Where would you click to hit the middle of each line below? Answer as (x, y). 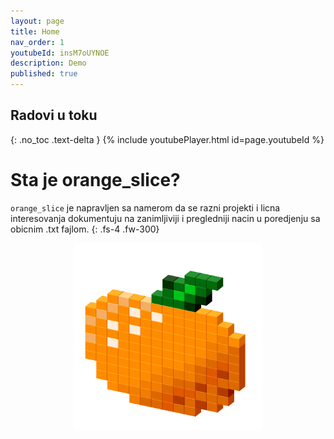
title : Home (35, 31)
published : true (44, 74)
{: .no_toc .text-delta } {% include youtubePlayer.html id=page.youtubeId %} (167, 139)
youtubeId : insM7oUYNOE (60, 53)
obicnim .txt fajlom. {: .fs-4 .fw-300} (85, 229)
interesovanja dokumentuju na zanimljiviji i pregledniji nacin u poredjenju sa (165, 218)
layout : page (37, 21)
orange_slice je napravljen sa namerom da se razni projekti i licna (145, 207)
